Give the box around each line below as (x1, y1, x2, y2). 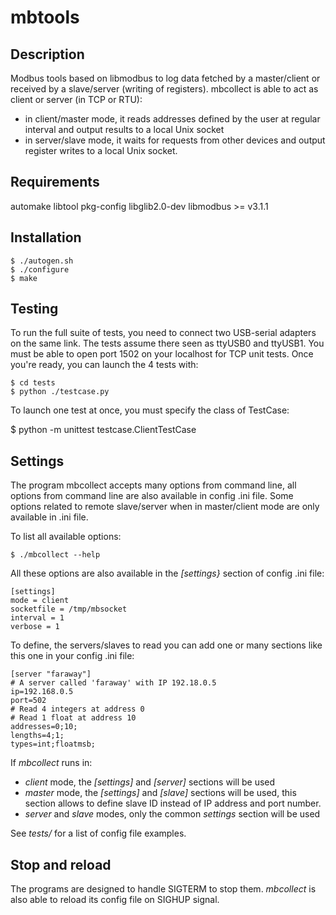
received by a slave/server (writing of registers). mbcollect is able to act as (10, 83, 319, 95)
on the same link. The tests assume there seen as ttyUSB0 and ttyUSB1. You (10, 337, 325, 350)
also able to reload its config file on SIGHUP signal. (10, 894, 220, 906)
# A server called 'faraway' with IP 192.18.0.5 (10, 678, 217, 688)
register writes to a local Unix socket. (24, 145, 178, 156)
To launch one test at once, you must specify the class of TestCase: (10, 404, 290, 416)
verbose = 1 (10, 622, 60, 632)
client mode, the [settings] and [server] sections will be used (24, 776, 276, 788)
